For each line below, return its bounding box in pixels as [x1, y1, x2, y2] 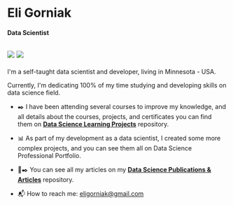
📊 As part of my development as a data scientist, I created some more [17, 134, 221, 142]
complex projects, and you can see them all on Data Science [17, 143, 192, 152]
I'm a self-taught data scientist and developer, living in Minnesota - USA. [7, 67, 216, 76]
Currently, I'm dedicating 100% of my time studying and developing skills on [7, 80, 227, 89]
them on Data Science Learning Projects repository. [17, 120, 169, 128]
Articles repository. [17, 175, 74, 183]
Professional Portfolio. [17, 151, 82, 160]
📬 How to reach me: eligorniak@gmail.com [17, 189, 144, 197]
